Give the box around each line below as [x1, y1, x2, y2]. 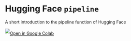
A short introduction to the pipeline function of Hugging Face [5, 19, 127, 25]
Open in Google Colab [10, 30, 54, 36]
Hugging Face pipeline [5, 3, 99, 14]
